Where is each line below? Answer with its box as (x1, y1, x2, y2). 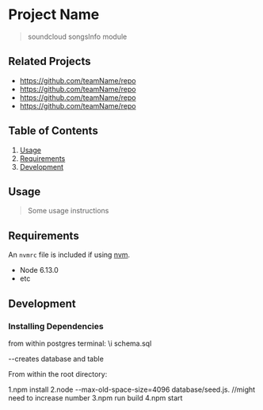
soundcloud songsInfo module (27, 32, 128, 41)
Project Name (8, 6, 100, 24)
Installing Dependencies (8, 320, 105, 331)
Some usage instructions (27, 206, 109, 216)
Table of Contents (8, 125, 99, 138)
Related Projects (8, 55, 91, 68)
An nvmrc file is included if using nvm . (8, 250, 131, 259)
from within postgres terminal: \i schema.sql (8, 339, 152, 348)
